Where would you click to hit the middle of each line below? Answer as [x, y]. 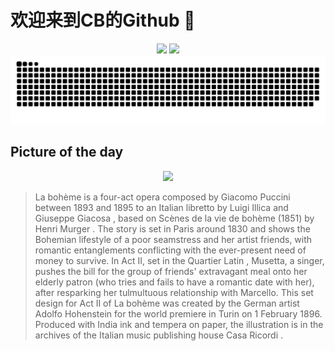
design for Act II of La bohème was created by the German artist [167, 303]
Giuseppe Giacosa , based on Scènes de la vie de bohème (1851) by [174, 218]
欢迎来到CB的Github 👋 [103, 20]
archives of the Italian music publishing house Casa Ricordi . [159, 335]
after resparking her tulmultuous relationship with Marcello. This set [174, 292]
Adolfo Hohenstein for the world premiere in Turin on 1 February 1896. [178, 313]
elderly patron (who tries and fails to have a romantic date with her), [174, 282]
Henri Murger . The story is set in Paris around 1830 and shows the [172, 228]
